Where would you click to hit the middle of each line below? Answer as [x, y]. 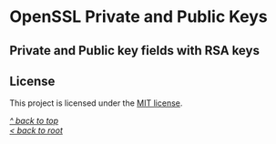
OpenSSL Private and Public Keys [139, 17]
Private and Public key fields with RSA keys [134, 51]
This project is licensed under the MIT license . [96, 103]
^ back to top [34, 121]
